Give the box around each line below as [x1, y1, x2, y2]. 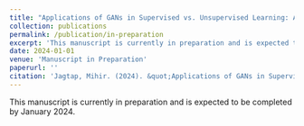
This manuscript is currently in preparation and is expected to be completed [9, 96, 292, 107]
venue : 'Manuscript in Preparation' [9, 55, 147, 64]
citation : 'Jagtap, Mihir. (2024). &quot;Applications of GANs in [9, 72, 265, 81]
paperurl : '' [9, 64, 59, 73]
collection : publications [9, 22, 107, 31]
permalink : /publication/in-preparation [9, 30, 165, 39]
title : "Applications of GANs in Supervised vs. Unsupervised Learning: [9, 13, 290, 22]
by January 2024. [9, 105, 75, 117]
